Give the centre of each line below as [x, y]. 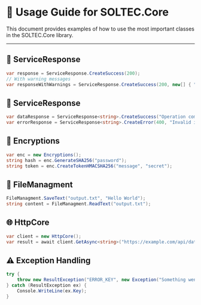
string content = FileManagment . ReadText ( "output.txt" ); [79, 204]
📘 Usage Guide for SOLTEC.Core [88, 12]
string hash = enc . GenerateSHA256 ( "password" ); [67, 160]
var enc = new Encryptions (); [44, 155]
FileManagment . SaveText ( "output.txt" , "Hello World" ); [76, 199]
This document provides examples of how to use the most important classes [100, 29]
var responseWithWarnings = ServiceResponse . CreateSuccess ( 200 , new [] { [99, 84]
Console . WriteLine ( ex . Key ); [52, 291]
